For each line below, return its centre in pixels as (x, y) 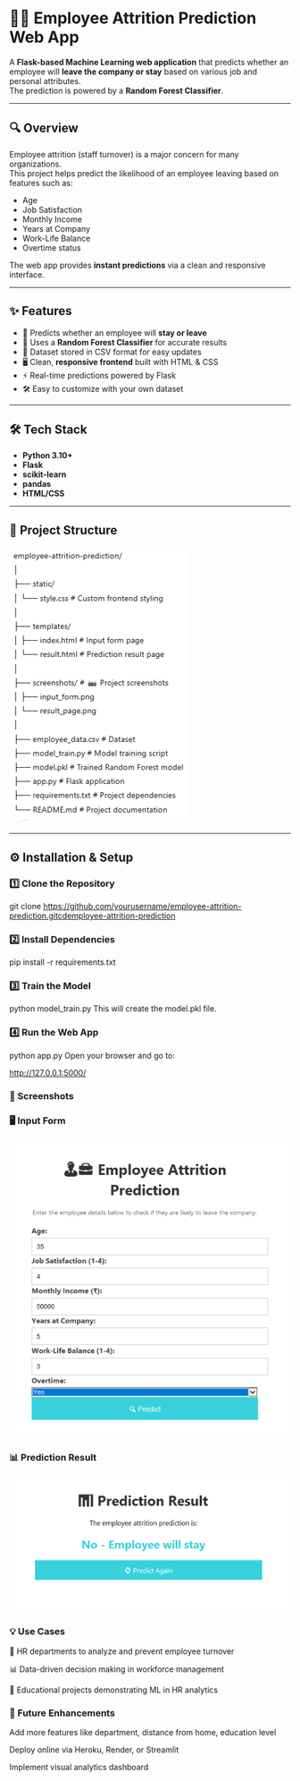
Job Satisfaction (52, 209)
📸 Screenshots (42, 1095)
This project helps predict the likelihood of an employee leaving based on (144, 173)
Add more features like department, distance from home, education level (143, 1733)
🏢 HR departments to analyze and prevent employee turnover (122, 1651)
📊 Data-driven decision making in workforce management (117, 1669)
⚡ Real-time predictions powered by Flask (99, 375)
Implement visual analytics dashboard (79, 1768)
